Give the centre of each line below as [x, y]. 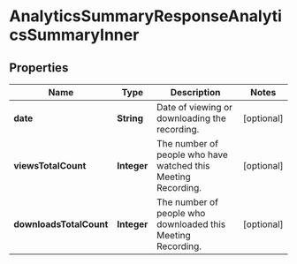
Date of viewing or [194, 107]
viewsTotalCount [50, 166]
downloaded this [191, 224]
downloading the [191, 118]
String [130, 118]
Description [195, 92]
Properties [39, 68]
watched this [183, 166]
